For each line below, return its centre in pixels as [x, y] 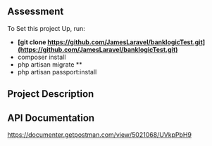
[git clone [32, 42]
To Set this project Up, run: [46, 28]
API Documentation [51, 118]
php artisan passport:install [57, 72]
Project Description [51, 94]
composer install [42, 57]
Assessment [36, 12]
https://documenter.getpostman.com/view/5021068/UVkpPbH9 [100, 135]
